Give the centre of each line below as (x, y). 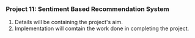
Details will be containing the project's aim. (69, 22)
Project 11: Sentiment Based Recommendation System (87, 9)
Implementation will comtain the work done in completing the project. (102, 28)
